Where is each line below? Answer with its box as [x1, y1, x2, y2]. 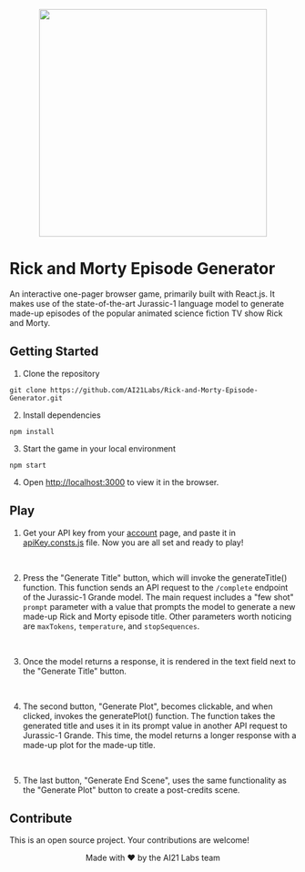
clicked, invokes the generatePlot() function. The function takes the [22, 710, 276, 721]
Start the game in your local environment [22, 442, 176, 454]
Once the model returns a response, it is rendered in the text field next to [22, 655, 296, 666]
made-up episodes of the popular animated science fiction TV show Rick [9, 308, 283, 319]
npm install [9, 427, 55, 436]
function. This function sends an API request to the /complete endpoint [22, 582, 289, 593]
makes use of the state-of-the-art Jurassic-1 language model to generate [9, 298, 285, 309]
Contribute [9, 810, 73, 826]
